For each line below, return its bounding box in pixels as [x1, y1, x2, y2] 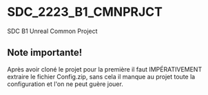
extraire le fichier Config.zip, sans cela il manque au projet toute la [7, 72, 196, 81]
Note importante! [7, 47, 83, 59]
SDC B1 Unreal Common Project [7, 27, 98, 35]
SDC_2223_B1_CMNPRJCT [7, 4, 163, 20]
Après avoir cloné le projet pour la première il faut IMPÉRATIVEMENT [7, 65, 202, 73]
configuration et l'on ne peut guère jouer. [7, 80, 124, 88]
